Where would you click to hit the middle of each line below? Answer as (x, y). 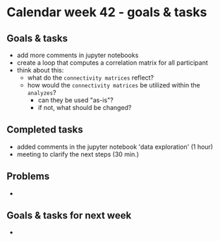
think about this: (40, 70)
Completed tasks (45, 130)
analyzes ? (42, 93)
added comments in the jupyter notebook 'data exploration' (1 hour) (115, 147)
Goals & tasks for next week (69, 216)
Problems (28, 177)
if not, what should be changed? (85, 107)
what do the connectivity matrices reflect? (91, 78)
